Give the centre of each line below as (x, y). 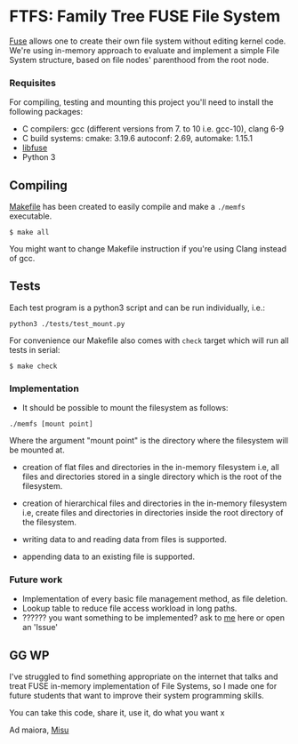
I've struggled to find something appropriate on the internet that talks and (144, 676)
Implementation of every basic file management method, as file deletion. (155, 599)
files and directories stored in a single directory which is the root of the (152, 476)
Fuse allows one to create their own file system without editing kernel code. (148, 41)
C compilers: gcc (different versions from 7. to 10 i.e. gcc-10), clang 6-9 (153, 129)
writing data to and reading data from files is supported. (124, 540)
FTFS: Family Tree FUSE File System (145, 16)
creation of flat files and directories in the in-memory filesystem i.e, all (151, 468)
